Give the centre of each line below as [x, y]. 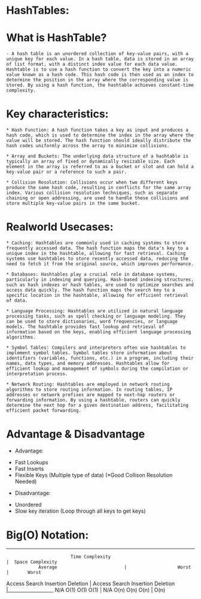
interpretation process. [37, 374]
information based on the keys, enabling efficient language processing [99, 332]
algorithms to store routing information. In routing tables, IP [89, 390]
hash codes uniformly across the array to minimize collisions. [88, 146]
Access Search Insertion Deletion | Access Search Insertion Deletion [91, 583]
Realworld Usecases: [60, 227]
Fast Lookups [32, 462]
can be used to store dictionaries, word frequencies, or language [92, 321]
